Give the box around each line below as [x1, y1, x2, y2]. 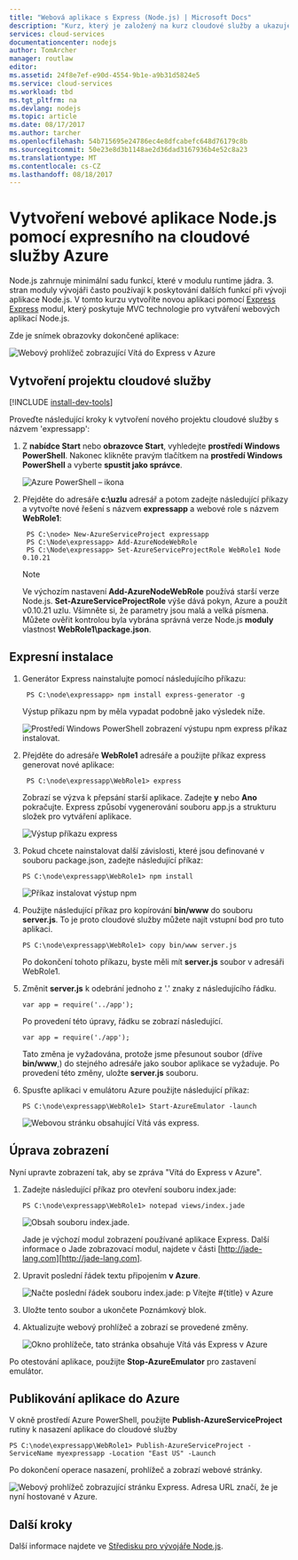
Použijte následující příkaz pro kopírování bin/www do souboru [21, 904, 254, 915]
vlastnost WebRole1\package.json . [21, 624, 152, 634]
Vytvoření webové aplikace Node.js [9, 208, 278, 228]
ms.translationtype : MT [9, 153, 98, 163]
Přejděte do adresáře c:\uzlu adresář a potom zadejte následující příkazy [21, 494, 288, 505]
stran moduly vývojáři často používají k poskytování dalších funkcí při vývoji [9, 285, 286, 296]
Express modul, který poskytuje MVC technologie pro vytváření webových [9, 304, 280, 314]
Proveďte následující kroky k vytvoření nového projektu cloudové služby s [9, 414, 279, 425]
